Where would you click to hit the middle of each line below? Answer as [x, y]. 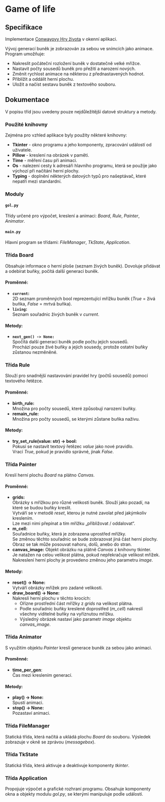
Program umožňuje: [25, 54]
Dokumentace [27, 100]
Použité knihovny [26, 124]
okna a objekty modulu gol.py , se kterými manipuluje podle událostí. [74, 794]
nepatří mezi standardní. [37, 181]
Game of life [30, 9]
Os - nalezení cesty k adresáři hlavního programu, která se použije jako [84, 166]
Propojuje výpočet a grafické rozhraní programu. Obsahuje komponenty [78, 789]
